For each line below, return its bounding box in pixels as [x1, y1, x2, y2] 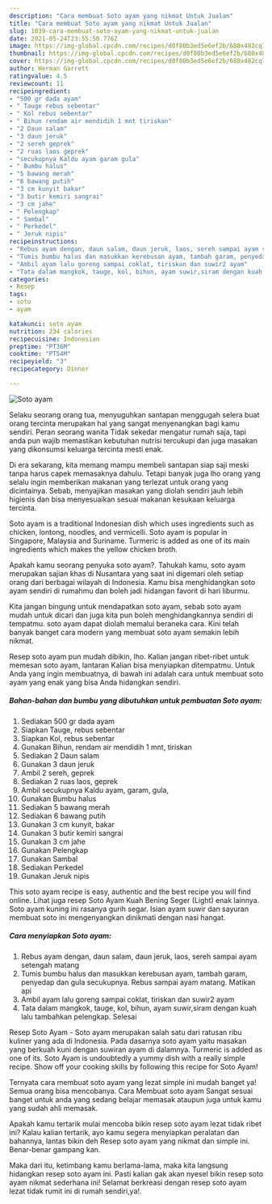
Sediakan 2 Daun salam [20, 750, 100, 761]
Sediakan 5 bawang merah [20, 802, 111, 812]
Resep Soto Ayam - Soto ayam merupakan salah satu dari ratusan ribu [9, 1027, 243, 1037]
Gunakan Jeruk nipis [20, 871, 90, 880]
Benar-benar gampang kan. [9, 1144, 101, 1154]
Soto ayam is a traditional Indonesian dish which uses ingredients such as [9, 519, 254, 528]
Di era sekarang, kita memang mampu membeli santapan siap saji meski [9, 460, 249, 469]
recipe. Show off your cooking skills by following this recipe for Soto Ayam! [9, 1062, 258, 1071]
